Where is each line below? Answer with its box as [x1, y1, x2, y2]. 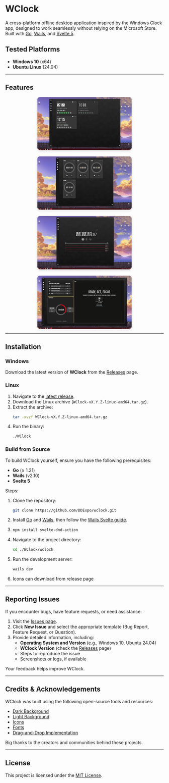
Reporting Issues [5, 595, 60, 604]
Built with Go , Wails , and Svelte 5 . [5, 30, 75, 36]
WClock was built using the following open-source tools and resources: [5, 698, 153, 704]
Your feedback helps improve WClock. [5, 665, 85, 671]
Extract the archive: [12, 404, 53, 410]
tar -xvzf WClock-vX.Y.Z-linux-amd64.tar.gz [12, 414, 108, 420]
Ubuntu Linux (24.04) [12, 64, 58, 70]
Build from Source [5, 446, 50, 453]
